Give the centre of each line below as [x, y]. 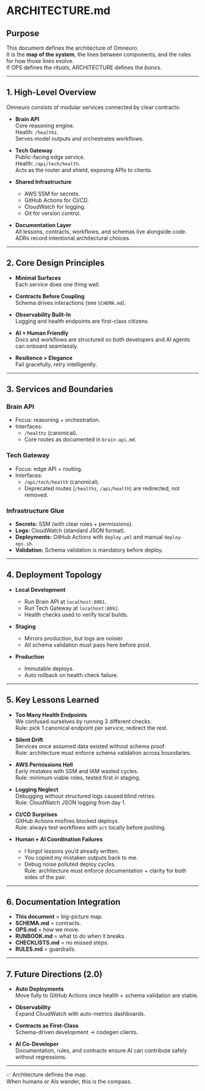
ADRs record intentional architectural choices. [73, 238]
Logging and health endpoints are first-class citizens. [82, 321]
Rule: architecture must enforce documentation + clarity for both [105, 871]
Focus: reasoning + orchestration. [58, 420]
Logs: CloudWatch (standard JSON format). [70, 530]
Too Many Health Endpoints [51, 714]
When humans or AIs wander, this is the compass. [69, 1082]
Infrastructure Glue [35, 511]
